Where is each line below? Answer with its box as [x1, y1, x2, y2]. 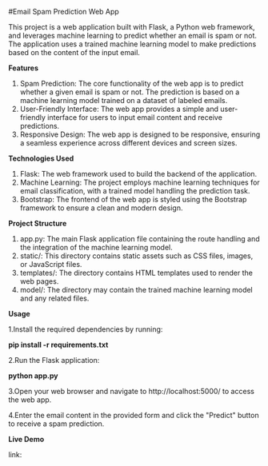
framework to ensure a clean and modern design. [19, 203, 183, 213]
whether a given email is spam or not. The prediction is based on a [19, 87, 240, 97]
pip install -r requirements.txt [8, 340, 109, 349]
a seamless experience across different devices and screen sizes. [19, 138, 238, 147]
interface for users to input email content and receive [47, 113, 222, 122]
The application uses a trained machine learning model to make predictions [8, 39, 257, 49]
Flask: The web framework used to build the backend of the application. [19, 169, 258, 178]
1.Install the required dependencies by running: [8, 325, 163, 334]
